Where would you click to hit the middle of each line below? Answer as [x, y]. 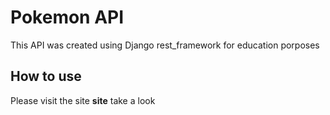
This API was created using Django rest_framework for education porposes [165, 45]
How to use [46, 76]
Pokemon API [67, 17]
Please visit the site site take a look [83, 100]
